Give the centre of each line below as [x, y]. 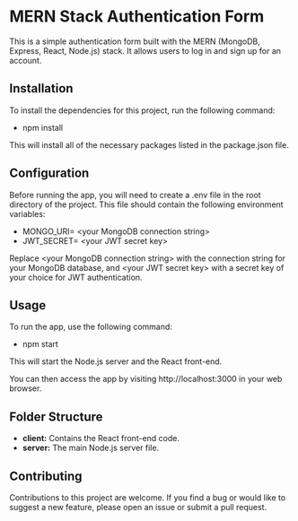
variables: [27, 213]
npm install [43, 127]
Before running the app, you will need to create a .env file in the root [136, 195]
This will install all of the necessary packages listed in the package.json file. [149, 144]
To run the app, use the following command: [91, 327]
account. [26, 60]
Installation [41, 88]
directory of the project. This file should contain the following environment [147, 204]
